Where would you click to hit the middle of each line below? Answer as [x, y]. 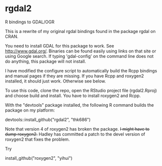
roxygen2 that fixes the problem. [37, 139]
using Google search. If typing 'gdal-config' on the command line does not [79, 56]
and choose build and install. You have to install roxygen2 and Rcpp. [73, 96]
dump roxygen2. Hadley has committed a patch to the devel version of [75, 134]
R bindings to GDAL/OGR [30, 22]
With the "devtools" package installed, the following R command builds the [79, 105]
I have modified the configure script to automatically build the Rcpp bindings [81, 70]
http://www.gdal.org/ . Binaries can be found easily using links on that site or [81, 51]
